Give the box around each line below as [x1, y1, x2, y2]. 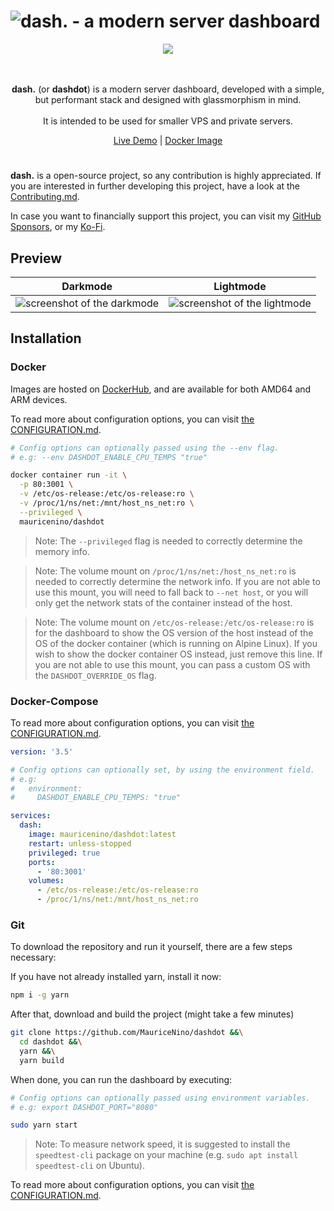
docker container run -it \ [10, 470, 128, 480]
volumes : [28, 876, 65, 886]
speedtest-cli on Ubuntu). [34, 1160, 145, 1172]
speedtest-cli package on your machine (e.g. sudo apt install [34, 1149, 299, 1161]
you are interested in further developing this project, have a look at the [10, 180, 301, 192]
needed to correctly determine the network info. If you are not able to [34, 575, 321, 587]
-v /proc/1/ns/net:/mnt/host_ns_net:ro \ [19, 498, 195, 508]
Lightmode [213, 279, 267, 293]
